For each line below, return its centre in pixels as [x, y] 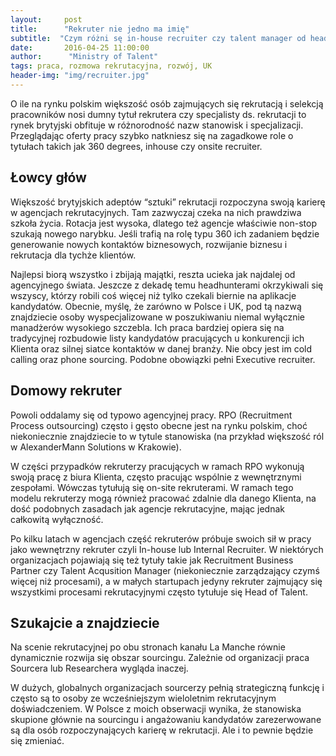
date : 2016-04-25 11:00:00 [80, 47]
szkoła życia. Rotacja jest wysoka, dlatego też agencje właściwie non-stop [163, 223]
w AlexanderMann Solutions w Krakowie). [96, 447]
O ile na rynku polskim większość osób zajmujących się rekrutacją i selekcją [167, 103]
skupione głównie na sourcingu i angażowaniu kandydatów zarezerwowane [166, 720]
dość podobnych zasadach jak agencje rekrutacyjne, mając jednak [147, 508]
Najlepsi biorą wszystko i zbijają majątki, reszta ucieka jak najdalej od [153, 274]
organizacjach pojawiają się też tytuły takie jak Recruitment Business [152, 560]
